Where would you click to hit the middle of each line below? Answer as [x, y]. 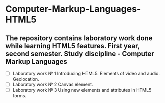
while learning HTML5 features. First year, [72, 46]
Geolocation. [26, 79]
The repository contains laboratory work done [79, 38]
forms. [19, 96]
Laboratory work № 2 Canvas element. [53, 85]
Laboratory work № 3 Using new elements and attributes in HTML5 [82, 90]
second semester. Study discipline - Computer [80, 54]
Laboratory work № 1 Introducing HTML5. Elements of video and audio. [86, 74]
